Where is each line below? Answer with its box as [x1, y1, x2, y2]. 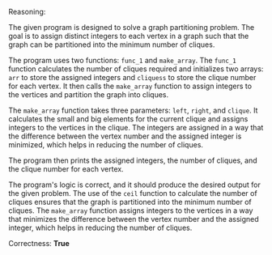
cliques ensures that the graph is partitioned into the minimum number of [8, 198, 253, 206]
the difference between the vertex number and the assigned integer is [8, 131, 242, 141]
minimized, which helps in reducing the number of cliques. [8, 140, 204, 149]
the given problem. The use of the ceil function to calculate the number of [8, 189, 257, 198]
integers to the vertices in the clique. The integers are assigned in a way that [8, 123, 264, 132]
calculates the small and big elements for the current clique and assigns [8, 114, 249, 124]
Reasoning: [8, 7, 46, 16]
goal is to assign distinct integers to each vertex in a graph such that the [8, 32, 249, 40]
